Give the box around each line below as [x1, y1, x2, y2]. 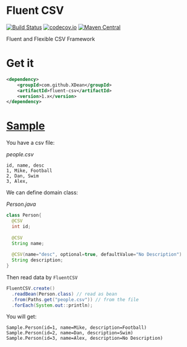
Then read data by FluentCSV [6, 273, 78, 281]
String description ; [11, 257, 63, 263]
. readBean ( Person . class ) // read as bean [11, 291, 118, 297]
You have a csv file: [6, 139, 55, 147]
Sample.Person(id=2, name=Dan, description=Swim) [6, 330, 134, 336]
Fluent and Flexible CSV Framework [6, 35, 95, 42]
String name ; [11, 240, 45, 246]
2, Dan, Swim [6, 173, 39, 179]
